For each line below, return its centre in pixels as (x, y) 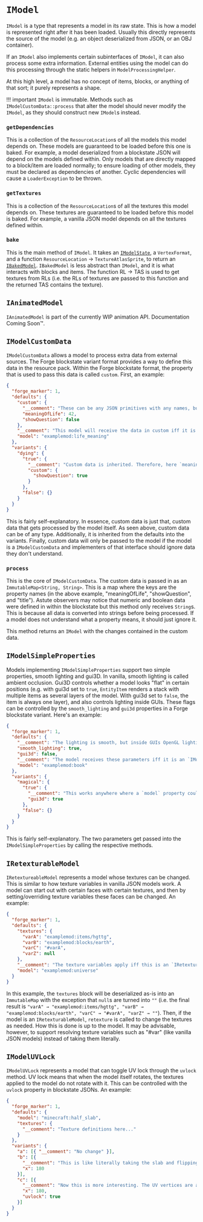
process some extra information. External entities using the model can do (97, 63)
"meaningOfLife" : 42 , (50, 414)
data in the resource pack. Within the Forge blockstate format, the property (100, 368)
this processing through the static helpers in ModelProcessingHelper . (91, 69)
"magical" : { (34, 782)
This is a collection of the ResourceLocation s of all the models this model (96, 140)
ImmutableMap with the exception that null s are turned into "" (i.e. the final (98, 1000)
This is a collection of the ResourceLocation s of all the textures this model (97, 206)
